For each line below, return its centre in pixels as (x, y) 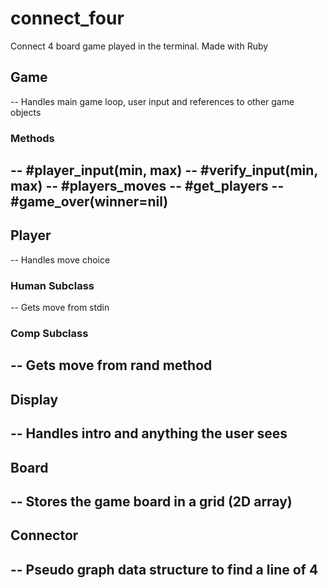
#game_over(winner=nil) (89, 202)
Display (34, 399)
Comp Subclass (49, 334)
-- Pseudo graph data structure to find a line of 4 (164, 569)
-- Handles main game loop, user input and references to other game (152, 101)
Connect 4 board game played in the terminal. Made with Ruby (139, 46)
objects (26, 112)
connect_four (67, 18)
